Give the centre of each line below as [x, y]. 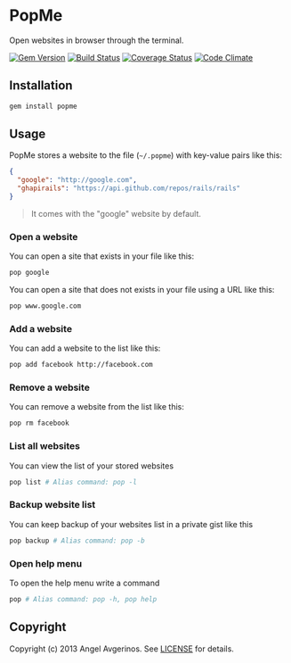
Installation [41, 86]
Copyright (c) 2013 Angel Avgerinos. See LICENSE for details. [121, 649]
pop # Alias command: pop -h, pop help [83, 599]
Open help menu [46, 563]
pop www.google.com [45, 306]
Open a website [44, 236]
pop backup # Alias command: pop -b [77, 541]
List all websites [45, 446]
